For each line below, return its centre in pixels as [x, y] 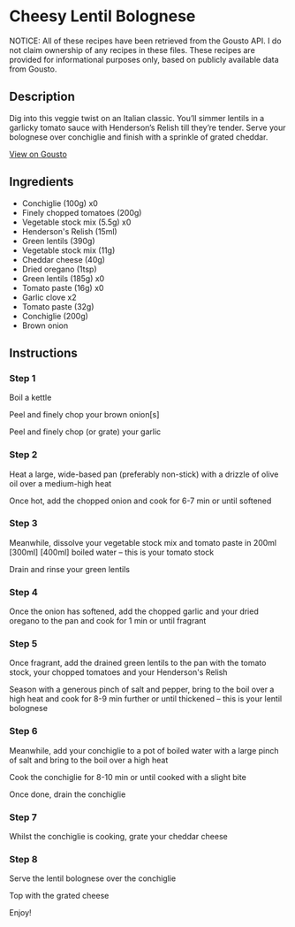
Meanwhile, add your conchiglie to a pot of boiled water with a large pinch [144, 750]
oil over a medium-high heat [61, 483]
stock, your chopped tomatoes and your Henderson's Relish [118, 672]
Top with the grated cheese [59, 896]
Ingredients [42, 182]
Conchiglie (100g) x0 [60, 203]
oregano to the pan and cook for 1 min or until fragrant [108, 621]
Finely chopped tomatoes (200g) [82, 212]
